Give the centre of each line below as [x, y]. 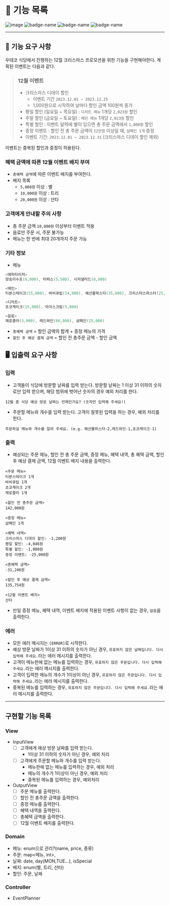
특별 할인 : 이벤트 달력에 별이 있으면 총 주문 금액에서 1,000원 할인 [89, 124]
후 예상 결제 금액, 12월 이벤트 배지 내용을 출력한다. [62, 461]
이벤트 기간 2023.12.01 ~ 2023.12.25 [70, 99]
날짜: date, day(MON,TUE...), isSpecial [52, 861]
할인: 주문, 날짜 [28, 874]
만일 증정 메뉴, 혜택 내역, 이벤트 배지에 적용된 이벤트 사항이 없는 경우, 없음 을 [87, 610]
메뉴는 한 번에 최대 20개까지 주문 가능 [50, 238]
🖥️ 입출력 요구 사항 [31, 355]
